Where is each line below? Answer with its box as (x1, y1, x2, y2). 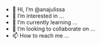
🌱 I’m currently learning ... (12, 19, 78, 26)
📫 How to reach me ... (12, 32, 69, 39)
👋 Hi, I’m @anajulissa (12, 6, 65, 13)
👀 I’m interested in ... (12, 12, 64, 19)
